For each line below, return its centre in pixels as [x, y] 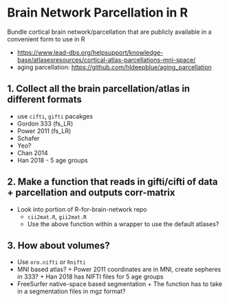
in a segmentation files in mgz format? [71, 292]
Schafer [28, 138]
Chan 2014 [32, 152]
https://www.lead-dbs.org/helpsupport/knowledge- [90, 52]
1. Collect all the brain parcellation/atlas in [99, 89]
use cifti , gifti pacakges [55, 116]
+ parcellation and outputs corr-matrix [91, 193]
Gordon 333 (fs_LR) [45, 123]
